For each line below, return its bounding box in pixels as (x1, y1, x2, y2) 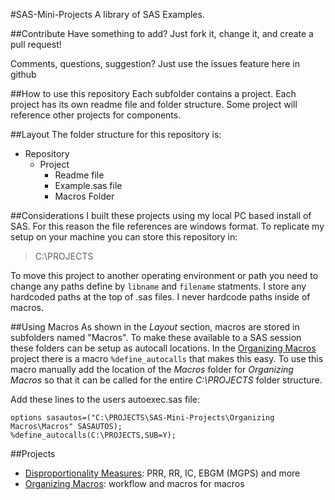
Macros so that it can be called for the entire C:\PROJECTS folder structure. (10, 374, 323, 386)
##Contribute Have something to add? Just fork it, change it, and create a (10, 28, 314, 39)
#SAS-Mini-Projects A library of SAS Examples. (10, 9, 205, 20)
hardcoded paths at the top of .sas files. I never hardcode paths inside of (10, 291, 311, 303)
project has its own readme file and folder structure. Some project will (10, 99, 298, 110)
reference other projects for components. (10, 109, 182, 121)
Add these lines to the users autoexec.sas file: (10, 394, 201, 405)
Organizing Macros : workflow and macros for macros (24, 478, 245, 489)
